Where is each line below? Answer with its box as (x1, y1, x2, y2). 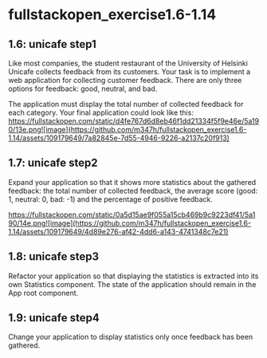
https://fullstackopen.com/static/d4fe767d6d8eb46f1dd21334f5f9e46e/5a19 (8, 116, 260, 125)
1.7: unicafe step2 (8, 156, 98, 170)
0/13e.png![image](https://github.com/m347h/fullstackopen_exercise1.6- (8, 125, 247, 134)
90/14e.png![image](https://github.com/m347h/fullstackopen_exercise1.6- (8, 218, 252, 228)
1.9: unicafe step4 (8, 311, 100, 325)
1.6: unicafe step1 (8, 37, 97, 51)
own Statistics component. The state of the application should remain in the (8, 279, 257, 289)
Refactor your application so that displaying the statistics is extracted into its (8, 271, 259, 281)
